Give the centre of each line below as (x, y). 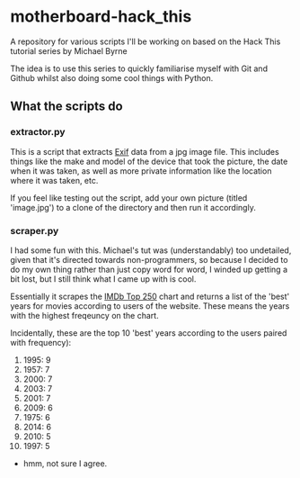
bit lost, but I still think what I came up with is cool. (103, 279)
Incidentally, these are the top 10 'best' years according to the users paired (149, 333)
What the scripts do (67, 107)
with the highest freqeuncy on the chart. (85, 315)
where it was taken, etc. (54, 180)
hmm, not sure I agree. (65, 463)
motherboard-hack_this (101, 17)
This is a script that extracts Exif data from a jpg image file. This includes (145, 151)
